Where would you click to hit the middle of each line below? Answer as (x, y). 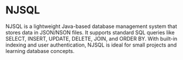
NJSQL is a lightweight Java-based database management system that (91, 26)
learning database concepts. (40, 51)
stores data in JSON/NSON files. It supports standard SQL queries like (90, 32)
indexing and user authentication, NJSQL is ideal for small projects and (91, 45)
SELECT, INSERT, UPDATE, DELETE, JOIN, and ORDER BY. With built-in (91, 38)
